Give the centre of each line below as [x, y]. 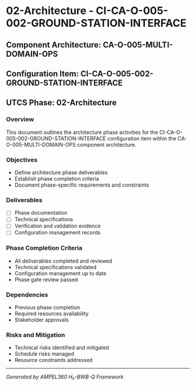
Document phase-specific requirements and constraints [82, 185]
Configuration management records [57, 233]
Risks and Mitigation [36, 335]
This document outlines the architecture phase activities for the [82, 132]
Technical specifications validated [55, 267]
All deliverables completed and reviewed [63, 261]
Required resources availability [51, 313]
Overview [20, 119]
